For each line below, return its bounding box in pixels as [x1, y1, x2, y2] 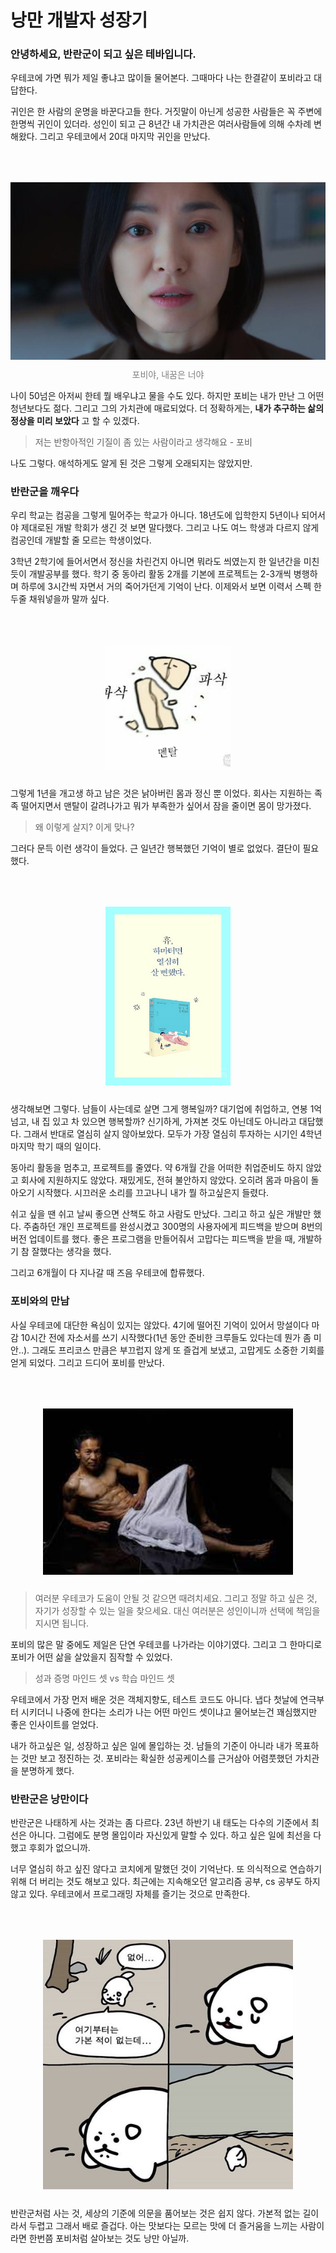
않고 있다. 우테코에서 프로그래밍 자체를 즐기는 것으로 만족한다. [10, 1888, 251, 1900]
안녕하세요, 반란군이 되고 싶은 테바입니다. [10, 47, 197, 61]
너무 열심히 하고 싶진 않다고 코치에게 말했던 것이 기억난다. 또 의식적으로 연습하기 [10, 1863, 323, 1875]
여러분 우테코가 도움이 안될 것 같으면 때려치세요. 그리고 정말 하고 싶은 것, [34, 1592, 318, 1604]
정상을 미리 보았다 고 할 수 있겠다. [10, 414, 140, 426]
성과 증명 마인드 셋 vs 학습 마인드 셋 [34, 1672, 175, 1684]
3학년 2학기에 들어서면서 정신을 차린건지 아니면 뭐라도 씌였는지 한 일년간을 [10, 556, 302, 568]
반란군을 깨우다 [10, 484, 80, 498]
